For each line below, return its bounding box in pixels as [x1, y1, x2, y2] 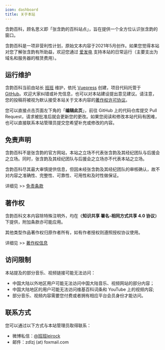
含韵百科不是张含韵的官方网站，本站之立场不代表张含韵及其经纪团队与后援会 [5, 150, 160, 156]
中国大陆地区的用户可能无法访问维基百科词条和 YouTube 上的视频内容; [12, 286, 155, 292]
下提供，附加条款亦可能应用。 [5, 219, 65, 225]
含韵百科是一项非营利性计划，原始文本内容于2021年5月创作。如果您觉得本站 [5, 42, 160, 48]
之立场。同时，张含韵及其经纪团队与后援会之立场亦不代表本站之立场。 [5, 156, 147, 162]
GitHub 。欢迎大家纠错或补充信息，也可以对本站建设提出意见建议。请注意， [5, 91, 157, 97]
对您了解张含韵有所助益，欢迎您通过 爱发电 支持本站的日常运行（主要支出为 [5, 49, 158, 55]
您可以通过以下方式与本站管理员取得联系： [5, 322, 91, 328]
